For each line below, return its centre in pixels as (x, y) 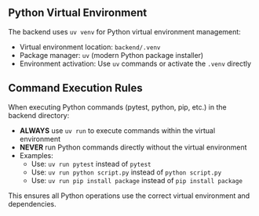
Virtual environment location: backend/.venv (90, 47)
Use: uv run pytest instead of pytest (91, 164)
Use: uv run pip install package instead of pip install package (137, 180)
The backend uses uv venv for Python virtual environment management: (124, 31)
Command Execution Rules (75, 88)
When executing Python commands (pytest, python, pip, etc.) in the (117, 107)
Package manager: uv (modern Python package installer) (111, 55)
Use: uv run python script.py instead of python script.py (126, 172)
